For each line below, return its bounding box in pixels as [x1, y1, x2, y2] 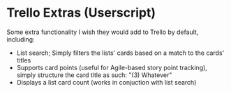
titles [16, 56, 31, 64]
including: [6, 35, 36, 43]
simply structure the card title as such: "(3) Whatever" [16, 71, 172, 79]
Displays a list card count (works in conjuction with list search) [16, 78, 197, 86]
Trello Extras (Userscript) [6, 5, 156, 21]
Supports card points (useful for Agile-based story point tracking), [16, 63, 207, 71]
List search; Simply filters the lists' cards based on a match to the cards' [16, 49, 225, 57]
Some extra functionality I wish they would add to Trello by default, [6, 28, 199, 36]
